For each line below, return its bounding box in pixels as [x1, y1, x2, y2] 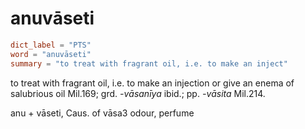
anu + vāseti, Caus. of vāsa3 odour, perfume [10, 107, 195, 119]
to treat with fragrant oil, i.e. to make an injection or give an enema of [10, 77, 295, 89]
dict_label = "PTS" [10, 40, 92, 50]
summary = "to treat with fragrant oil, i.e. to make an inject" [10, 58, 288, 69]
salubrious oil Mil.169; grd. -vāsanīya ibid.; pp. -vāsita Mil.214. [10, 87, 266, 99]
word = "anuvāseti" [10, 49, 92, 59]
